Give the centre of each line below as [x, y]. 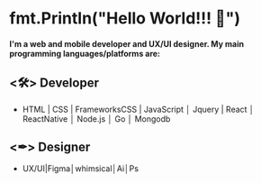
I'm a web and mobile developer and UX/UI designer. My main [127, 43]
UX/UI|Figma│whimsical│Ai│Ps [81, 169]
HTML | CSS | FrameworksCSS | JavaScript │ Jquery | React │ [138, 109]
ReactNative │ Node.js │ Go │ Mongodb [96, 119]
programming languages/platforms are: [85, 53]
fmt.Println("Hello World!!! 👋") [125, 18]
